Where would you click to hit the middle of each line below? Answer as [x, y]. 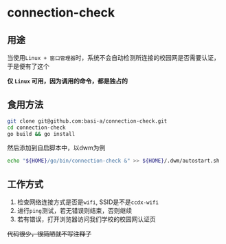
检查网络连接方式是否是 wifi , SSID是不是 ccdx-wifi [88, 202]
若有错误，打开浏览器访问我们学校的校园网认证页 [86, 219]
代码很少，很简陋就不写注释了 [49, 234]
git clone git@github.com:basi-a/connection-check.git [87, 121]
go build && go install [41, 134]
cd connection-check [37, 128]
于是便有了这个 [28, 66]
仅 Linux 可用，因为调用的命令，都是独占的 [68, 81]
